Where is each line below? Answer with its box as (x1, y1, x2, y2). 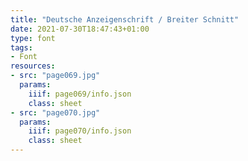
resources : (10, 61, 56, 71)
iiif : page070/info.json (28, 126, 132, 136)
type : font (10, 33, 56, 43)
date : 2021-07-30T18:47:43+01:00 (10, 24, 150, 34)
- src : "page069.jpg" (10, 71, 101, 81)
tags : (10, 42, 33, 53)
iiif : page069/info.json (28, 89, 132, 99)
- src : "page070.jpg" (10, 107, 101, 118)
